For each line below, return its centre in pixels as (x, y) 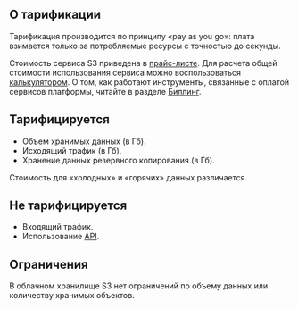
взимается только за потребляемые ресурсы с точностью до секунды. (145, 46)
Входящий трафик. (58, 227)
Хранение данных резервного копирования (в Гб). (119, 160)
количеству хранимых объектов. (72, 296)
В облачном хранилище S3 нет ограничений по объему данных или (139, 286)
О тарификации (55, 15)
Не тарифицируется (68, 206)
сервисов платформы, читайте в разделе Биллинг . (105, 91)
